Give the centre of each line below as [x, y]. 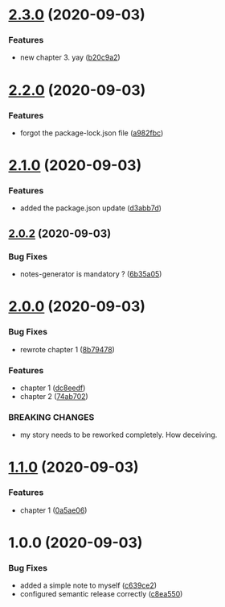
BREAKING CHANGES [51, 417]
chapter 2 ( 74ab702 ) [54, 396]
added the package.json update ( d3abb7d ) [91, 208]
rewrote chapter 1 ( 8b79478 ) [67, 349]
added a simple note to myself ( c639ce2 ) [88, 585]
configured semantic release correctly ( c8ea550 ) [101, 594]
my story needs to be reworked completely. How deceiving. [119, 435]
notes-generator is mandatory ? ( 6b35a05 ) [91, 274]
